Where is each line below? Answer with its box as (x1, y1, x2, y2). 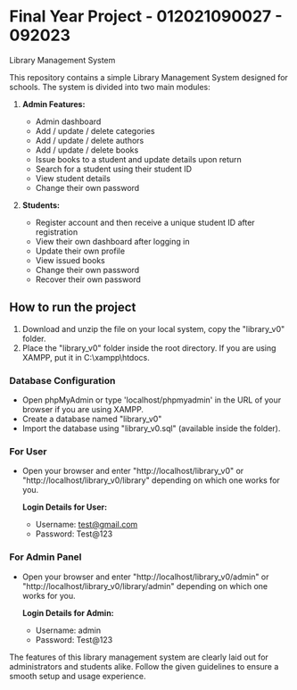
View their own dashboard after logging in (35, 236, 190, 246)
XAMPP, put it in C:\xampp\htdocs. (21, 352, 150, 362)
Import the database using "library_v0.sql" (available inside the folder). (21, 423, 281, 434)
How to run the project (9, 300, 136, 315)
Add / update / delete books (35, 145, 139, 155)
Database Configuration (9, 374, 116, 387)
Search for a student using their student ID (35, 163, 193, 174)
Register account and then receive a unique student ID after (35, 217, 256, 228)
